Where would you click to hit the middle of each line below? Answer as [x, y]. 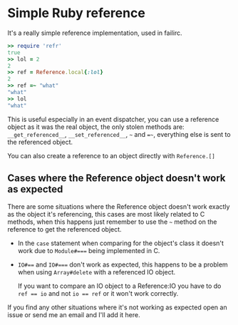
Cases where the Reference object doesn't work [117, 179]
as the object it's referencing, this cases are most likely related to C [106, 214]
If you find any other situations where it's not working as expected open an [117, 307]
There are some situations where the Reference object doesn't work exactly [119, 206]
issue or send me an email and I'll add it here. [74, 314]
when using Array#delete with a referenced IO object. [97, 272]
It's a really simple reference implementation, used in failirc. [95, 33]
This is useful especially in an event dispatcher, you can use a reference [113, 119]
